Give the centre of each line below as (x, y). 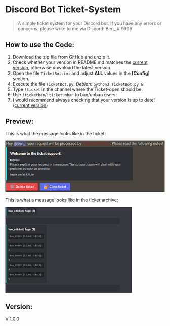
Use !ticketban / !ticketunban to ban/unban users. (65, 94)
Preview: (19, 121)
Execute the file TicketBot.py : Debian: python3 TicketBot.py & (78, 84)
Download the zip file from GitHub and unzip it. (61, 57)
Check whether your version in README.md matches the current (80, 62)
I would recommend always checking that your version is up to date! (84, 100)
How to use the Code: (40, 45)
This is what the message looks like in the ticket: (56, 133)
